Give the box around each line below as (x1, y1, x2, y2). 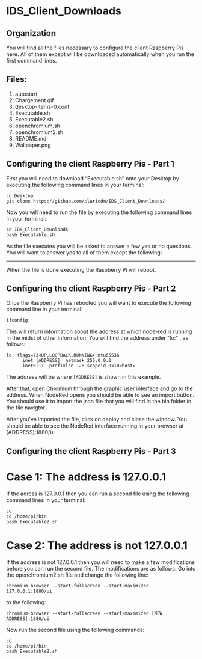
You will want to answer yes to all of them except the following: (6, 248, 162, 256)
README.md (14, 135, 47, 142)
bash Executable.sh (6, 231, 55, 238)
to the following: (6, 598, 46, 605)
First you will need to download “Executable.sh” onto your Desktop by (6, 174, 179, 182)
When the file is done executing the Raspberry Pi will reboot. (6, 266, 156, 273)
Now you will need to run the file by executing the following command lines (6, 209, 192, 216)
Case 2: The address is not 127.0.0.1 (6, 538, 188, 552)
